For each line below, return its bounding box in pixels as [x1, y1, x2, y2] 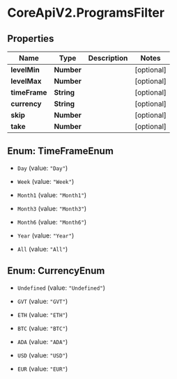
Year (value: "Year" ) [17, 231, 75, 240]
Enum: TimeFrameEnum [7, 145, 114, 157]
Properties [7, 33, 54, 45]
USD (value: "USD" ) [17, 350, 68, 359]
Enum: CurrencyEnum [7, 265, 105, 277]
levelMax [10, 77, 42, 86]
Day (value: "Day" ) [17, 164, 68, 172]
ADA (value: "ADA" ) [17, 337, 68, 346]
